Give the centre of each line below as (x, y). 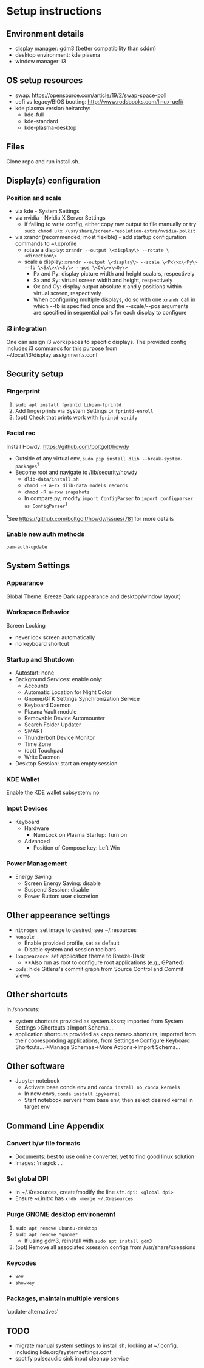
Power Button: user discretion (61, 896)
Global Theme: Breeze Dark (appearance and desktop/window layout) (93, 596)
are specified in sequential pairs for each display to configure (110, 313)
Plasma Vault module (50, 712)
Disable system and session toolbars (70, 949)
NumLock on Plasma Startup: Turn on (80, 834)
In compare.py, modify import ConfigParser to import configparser (108, 498)
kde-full (34, 115)
